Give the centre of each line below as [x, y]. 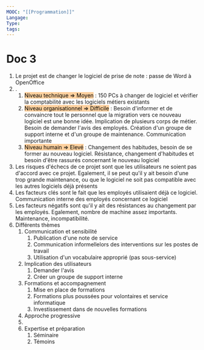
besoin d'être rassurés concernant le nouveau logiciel [92, 160]
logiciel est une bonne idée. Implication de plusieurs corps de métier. [111, 121]
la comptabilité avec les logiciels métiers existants [87, 102]
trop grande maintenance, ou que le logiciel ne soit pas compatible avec [106, 180]
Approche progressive [52, 316]
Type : [13, 23]
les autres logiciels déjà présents [56, 186]
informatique [49, 303]
